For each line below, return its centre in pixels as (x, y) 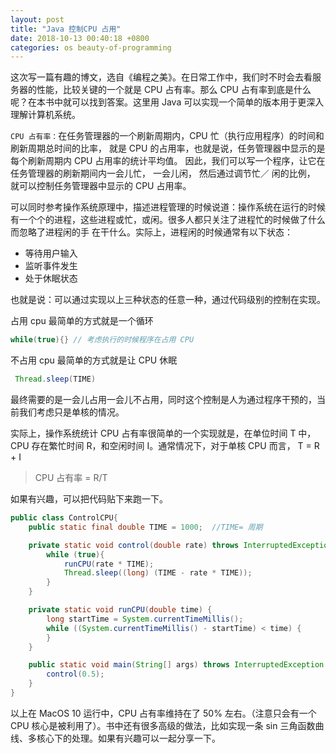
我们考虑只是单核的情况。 (71, 412)
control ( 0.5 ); (75, 674)
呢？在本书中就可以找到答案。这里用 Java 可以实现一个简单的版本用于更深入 (167, 102)
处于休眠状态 (51, 278)
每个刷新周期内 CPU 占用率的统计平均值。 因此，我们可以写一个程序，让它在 (168, 161)
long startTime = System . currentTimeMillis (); (145, 619)
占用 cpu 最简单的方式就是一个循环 (82, 321)
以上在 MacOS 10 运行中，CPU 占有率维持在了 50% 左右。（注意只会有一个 (163, 713)
